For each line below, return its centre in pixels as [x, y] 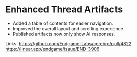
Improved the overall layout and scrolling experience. [68, 28]
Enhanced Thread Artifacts [64, 9]
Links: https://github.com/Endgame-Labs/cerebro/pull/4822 [68, 43]
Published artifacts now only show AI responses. [64, 34]
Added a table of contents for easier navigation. [63, 23]
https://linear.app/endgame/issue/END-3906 [52, 49]
